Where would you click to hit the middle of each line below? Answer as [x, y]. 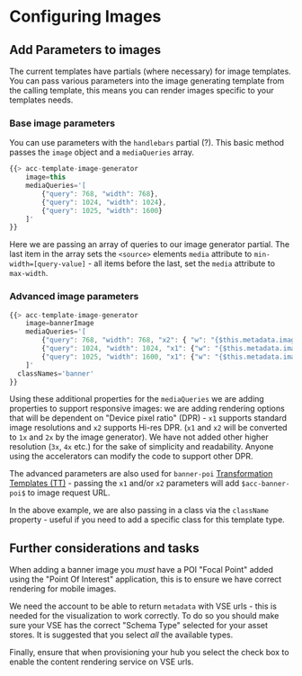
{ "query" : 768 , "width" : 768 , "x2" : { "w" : [124, 340]
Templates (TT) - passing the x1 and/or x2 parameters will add [124, 484]
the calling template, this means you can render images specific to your [142, 90]
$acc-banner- [266, 484]
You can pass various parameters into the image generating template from [147, 81]
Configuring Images [85, 17]
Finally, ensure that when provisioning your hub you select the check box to [149, 653]
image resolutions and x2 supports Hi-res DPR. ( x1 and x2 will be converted [148, 428]
